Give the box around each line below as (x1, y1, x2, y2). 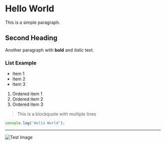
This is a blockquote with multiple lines (17, 111, 96, 117)
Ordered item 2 (12, 96, 43, 102)
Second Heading (5, 34, 58, 42)
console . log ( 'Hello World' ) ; (5, 121, 65, 126)
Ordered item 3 (12, 101, 43, 107)
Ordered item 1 (12, 91, 42, 97)
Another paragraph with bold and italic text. (5, 47, 94, 53)
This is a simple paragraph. (5, 19, 60, 25)
